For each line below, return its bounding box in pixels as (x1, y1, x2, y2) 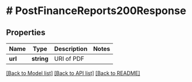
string (31, 54, 49, 63)
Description (54, 45, 88, 53)
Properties (6, 28, 46, 37)
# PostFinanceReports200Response (6, 4, 186, 18)
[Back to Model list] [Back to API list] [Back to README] (6, 70, 140, 77)
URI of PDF (54, 54, 85, 63)
